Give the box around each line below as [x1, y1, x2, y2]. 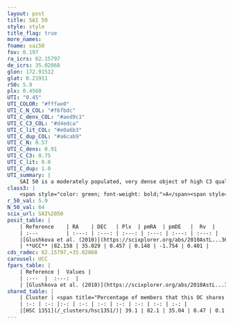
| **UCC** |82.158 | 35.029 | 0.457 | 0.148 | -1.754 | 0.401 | [19, 242, 209, 250]
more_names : [7, 36, 42, 43]
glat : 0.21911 [7, 74, 49, 82]
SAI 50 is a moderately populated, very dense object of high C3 [19, 178, 213, 185]
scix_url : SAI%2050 [7, 210, 64, 217]
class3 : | [7, 185, 36, 192]
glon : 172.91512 [7, 68, 54, 75]
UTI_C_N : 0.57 [7, 140, 49, 147]
